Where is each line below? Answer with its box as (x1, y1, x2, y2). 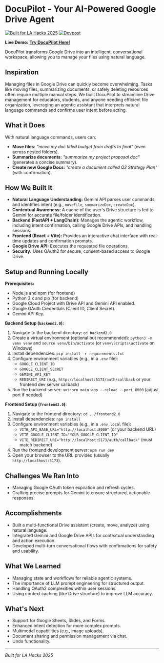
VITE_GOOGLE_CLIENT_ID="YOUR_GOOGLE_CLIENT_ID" (19, 433, 118, 438)
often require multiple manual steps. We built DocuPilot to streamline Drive (5, 91, 155, 97)
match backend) (19, 442, 53, 448)
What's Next (5, 605, 44, 613)
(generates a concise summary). (12, 159, 78, 165)
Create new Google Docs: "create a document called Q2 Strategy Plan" (12, 164, 158, 170)
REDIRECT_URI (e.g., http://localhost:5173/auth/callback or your (19, 377, 151, 382)
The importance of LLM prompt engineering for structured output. (12, 580, 145, 586)
